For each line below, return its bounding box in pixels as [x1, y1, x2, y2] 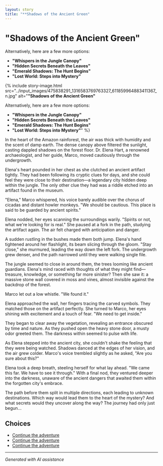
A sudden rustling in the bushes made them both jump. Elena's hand [5, 236, 142, 242]
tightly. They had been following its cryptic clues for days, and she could [5, 172, 150, 178]
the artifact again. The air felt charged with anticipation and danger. [5, 227, 140, 233]
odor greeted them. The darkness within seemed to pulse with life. [5, 331, 138, 336]
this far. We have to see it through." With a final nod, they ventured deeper [5, 370, 153, 376]
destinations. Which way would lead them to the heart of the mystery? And [5, 395, 154, 401]
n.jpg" [5, 93, 17, 99]
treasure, [5, 271, 23, 277]
